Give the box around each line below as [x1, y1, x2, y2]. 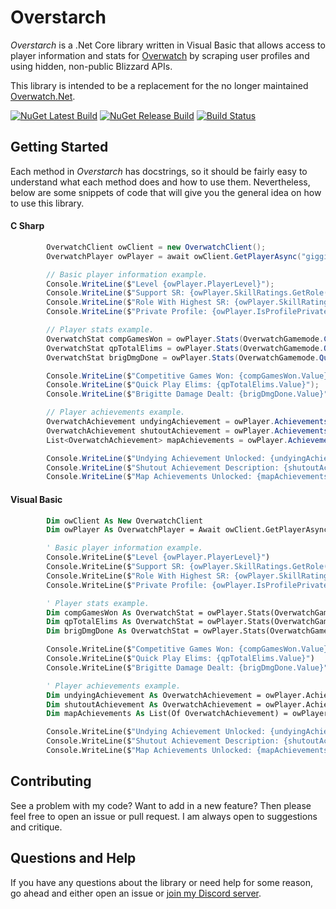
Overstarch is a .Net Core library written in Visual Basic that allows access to [10, 39, 326, 51]
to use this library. [10, 197, 85, 209]
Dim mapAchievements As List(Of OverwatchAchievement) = [46, 709, 288, 719]
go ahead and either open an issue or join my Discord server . [10, 887, 262, 899]
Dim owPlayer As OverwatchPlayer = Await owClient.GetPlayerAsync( [46, 525, 333, 535]
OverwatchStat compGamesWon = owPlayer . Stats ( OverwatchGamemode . [46, 334, 325, 344]
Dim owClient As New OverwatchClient [46, 516, 203, 526]
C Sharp [10, 220, 45, 232]
